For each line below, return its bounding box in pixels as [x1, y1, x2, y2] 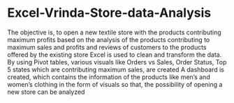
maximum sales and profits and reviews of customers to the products [7, 43, 207, 51]
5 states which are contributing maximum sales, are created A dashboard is [7, 65, 225, 74]
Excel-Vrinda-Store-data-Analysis [7, 5, 212, 21]
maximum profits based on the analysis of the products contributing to [7, 35, 210, 43]
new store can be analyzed [7, 88, 85, 96]
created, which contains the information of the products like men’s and [7, 72, 211, 81]
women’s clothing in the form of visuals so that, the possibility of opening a [7, 80, 223, 88]
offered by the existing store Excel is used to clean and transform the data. [7, 50, 222, 59]
